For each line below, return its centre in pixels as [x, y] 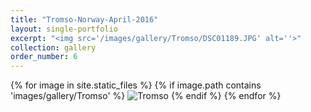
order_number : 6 [44, 57]
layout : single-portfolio [64, 29]
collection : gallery [53, 47]
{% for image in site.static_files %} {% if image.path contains [136, 85]
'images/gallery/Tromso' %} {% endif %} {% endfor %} [146, 96]
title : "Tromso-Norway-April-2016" [84, 19]
